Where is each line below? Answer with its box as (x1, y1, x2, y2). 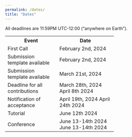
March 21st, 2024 (59, 70, 102, 77)
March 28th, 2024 (59, 81, 102, 88)
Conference (7, 121, 35, 128)
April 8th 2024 (59, 87, 94, 94)
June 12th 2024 (59, 109, 98, 116)
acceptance (7, 102, 35, 108)
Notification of (7, 96, 41, 103)
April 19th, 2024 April (59, 96, 110, 103)
